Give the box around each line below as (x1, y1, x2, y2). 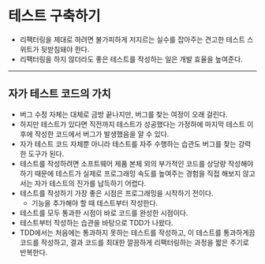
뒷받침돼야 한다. (40, 44, 90, 54)
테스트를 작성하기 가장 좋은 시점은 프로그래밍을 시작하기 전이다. (19, 188, 215, 198)
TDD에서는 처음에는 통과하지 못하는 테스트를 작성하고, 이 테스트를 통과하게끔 (19, 228, 256, 237)
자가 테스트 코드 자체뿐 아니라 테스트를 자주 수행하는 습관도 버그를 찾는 (19, 139, 237, 148)
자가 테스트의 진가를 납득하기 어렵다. (34, 178, 147, 188)
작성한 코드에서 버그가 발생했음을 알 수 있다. (34, 129, 170, 139)
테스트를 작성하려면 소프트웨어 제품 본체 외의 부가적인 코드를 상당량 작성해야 (19, 158, 254, 168)
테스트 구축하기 (8, 7, 101, 25)
